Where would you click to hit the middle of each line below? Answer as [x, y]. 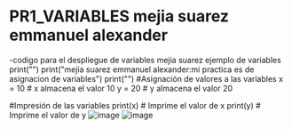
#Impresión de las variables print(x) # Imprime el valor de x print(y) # [135, 105]
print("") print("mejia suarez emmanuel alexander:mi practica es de [132, 69]
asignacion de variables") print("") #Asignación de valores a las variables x [146, 78]
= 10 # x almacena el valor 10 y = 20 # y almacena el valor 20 [121, 88]
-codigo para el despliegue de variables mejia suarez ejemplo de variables [145, 60]
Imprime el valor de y [48, 115]
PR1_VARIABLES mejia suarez [119, 16]
